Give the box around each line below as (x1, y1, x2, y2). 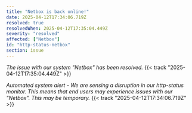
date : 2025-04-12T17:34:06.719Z (6, 14, 86, 20)
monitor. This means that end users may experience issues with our (6, 87, 173, 95)
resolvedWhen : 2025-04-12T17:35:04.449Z (6, 25, 109, 32)
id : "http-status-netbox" (6, 42, 70, 48)
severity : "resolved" (6, 31, 60, 37)
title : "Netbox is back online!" (6, 8, 89, 15)
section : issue (6, 48, 44, 54)
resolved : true (6, 20, 44, 26)
